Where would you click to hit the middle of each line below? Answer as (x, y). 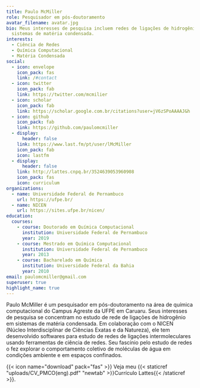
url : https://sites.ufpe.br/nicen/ (61, 211)
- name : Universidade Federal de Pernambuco (68, 194)
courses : (22, 222)
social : (16, 61)
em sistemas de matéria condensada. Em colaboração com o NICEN (90, 324)
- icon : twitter (32, 84)
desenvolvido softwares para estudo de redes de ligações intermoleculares (99, 336)
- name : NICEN (29, 205)
